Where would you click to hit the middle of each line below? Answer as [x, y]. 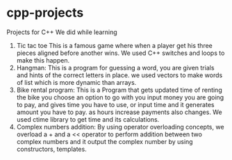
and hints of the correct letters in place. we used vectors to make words [119, 75]
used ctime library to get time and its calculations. [88, 119]
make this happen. [43, 60]
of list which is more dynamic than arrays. [76, 82]
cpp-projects [45, 13]
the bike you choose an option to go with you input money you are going [120, 97]
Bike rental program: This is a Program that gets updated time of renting [119, 90]
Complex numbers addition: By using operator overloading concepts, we [120, 127]
